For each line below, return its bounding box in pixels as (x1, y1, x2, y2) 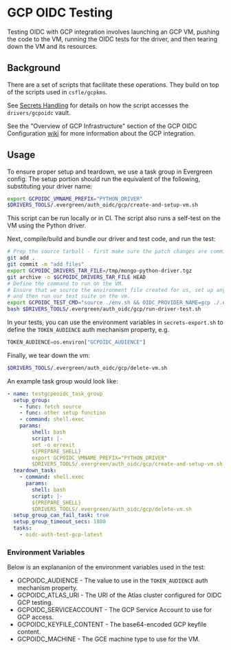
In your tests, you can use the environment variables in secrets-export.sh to (7, 318, 223, 326)
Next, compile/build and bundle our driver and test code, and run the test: (7, 235, 216, 243)
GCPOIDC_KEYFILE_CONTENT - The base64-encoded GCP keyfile (16, 620, 207, 629)
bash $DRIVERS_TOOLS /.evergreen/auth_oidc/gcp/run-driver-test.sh (7, 306, 201, 313)
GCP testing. (16, 598, 54, 607)
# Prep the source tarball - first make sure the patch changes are (7, 248, 208, 255)
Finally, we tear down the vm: (7, 351, 91, 359)
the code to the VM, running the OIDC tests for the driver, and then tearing (7, 34, 218, 43)
